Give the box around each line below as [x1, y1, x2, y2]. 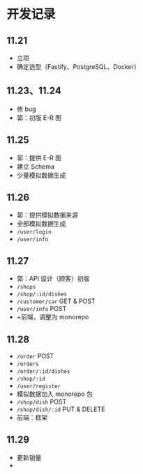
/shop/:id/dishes [16, 291, 68, 298]
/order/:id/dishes [16, 368, 70, 375]
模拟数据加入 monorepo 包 [16, 390, 93, 398]
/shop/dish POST [16, 398, 67, 406]
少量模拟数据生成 [16, 171, 66, 179]
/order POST [16, 352, 54, 360]
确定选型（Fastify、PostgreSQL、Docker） [16, 63, 140, 70]
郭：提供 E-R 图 [16, 153, 62, 162]
